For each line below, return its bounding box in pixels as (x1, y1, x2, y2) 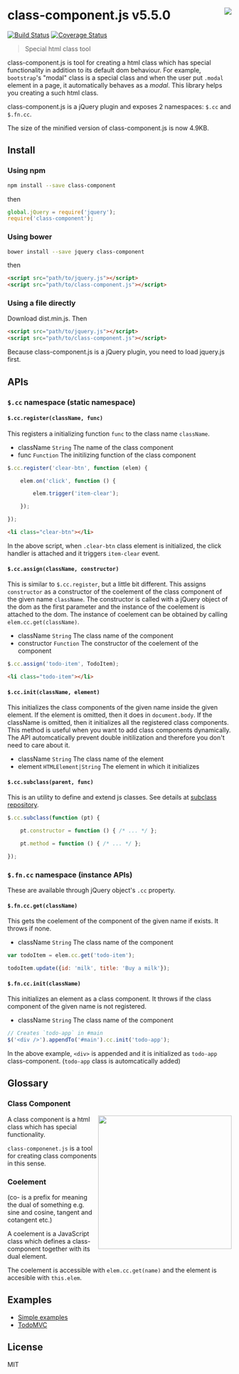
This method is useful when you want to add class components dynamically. (7, 726, 231, 735)
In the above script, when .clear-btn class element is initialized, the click (7, 541, 222, 550)
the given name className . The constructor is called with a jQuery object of (7, 595, 228, 604)
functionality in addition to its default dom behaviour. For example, (7, 65, 201, 74)
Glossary (7, 1077, 48, 1089)
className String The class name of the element (17, 755, 164, 763)
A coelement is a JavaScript (7, 1229, 90, 1238)
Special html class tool (24, 44, 91, 53)
